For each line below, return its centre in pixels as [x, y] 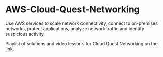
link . [10, 49]
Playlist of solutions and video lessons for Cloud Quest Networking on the [82, 43]
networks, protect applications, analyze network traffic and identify [75, 28]
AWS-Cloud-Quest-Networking [72, 9]
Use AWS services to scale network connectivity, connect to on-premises [82, 23]
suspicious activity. [25, 34]
